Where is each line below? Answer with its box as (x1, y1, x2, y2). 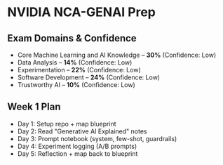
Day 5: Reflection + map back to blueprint (17, 149, 138, 158)
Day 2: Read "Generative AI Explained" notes (17, 127, 147, 136)
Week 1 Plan (7, 101, 61, 113)
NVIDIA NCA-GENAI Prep (7, 4, 156, 20)
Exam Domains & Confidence (7, 32, 137, 44)
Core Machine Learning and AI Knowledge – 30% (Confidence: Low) (17, 51, 217, 59)
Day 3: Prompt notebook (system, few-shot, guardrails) (17, 134, 177, 143)
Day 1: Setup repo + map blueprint (17, 119, 117, 128)
